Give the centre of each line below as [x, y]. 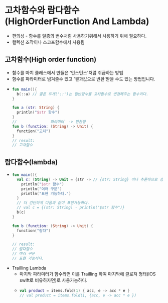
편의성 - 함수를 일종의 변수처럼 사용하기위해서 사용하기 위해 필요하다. [79, 36]
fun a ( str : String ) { [36, 108]
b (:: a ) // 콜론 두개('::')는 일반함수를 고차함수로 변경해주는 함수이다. [83, 94]
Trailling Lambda [29, 268]
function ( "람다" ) [34, 231]
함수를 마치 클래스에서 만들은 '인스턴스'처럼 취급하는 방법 [67, 72]
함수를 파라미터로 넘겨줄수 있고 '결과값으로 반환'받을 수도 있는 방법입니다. [83, 79]
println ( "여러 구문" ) [42, 189]
